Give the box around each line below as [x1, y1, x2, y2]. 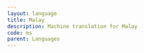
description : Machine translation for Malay [7, 23, 138, 30]
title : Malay [7, 17, 45, 23]
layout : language [7, 10, 57, 17]
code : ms [7, 29, 33, 36]
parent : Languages [7, 36, 60, 43]
